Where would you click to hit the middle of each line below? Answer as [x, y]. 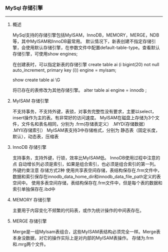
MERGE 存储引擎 [29, 221]
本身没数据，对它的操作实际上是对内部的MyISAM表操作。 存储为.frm [83, 238]
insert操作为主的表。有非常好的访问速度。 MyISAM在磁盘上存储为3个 [84, 118]
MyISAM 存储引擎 [30, 101]
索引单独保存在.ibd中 [34, 189]
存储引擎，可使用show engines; [45, 54]
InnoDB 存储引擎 [29, 147]
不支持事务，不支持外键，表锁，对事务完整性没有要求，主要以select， [84, 112]
